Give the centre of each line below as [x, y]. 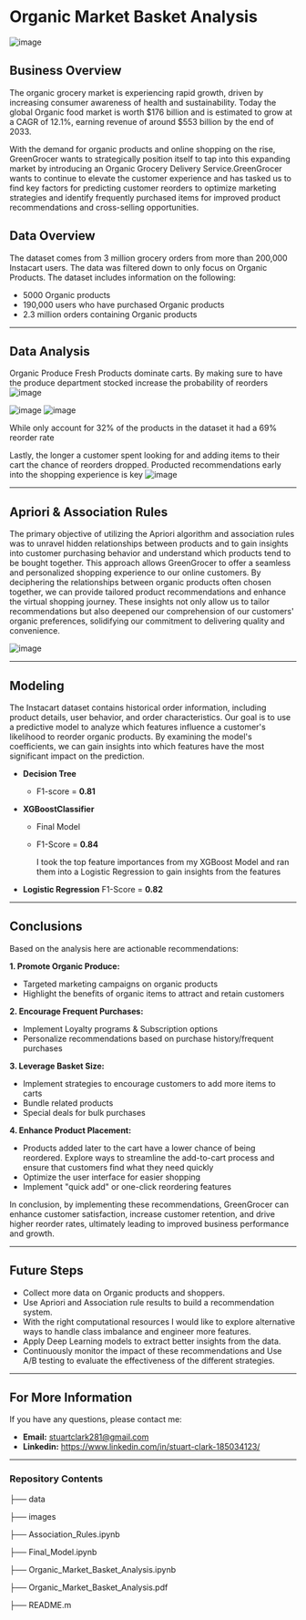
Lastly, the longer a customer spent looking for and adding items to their [145, 455]
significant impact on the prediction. [77, 756]
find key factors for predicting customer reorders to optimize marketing [143, 188]
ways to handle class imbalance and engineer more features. [137, 1331]
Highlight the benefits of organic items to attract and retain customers [153, 993]
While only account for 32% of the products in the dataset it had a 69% [143, 428]
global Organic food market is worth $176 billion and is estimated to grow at [151, 112]
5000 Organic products [66, 294]
